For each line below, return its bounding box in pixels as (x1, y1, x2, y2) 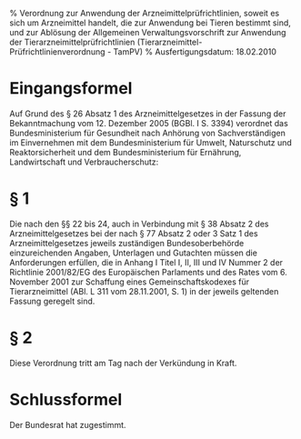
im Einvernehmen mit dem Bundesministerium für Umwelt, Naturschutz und (9, 136, 293, 148)
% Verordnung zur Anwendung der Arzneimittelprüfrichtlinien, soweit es (9, 8, 280, 18)
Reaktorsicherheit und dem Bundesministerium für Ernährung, (9, 146, 242, 157)
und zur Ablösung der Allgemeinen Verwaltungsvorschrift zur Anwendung (9, 27, 286, 37)
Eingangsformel (9, 78, 133, 99)
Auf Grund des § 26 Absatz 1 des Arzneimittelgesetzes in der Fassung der (9, 108, 286, 119)
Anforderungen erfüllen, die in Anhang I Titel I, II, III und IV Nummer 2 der (9, 256, 284, 267)
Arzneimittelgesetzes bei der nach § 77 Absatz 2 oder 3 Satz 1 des (9, 227, 258, 239)
